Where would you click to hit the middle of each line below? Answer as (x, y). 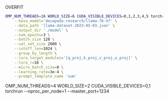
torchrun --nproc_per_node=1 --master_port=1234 (57, 91)
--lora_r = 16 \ (29, 62)
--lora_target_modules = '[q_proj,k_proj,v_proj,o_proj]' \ (76, 58)
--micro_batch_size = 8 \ (39, 67)
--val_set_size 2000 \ (38, 44)
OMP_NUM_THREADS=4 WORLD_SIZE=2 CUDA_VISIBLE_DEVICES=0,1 (78, 86)
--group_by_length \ (35, 53)
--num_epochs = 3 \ (32, 35)
